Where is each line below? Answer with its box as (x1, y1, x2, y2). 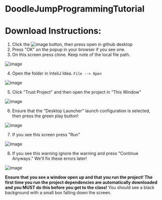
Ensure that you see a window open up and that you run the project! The (5, 174, 153, 180)
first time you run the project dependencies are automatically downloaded (5, 180, 158, 186)
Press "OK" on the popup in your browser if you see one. (12, 47, 126, 53)
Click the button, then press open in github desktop (12, 42, 133, 47)
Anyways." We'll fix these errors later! (12, 156, 87, 161)
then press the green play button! (12, 113, 79, 119)
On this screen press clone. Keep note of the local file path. (12, 52, 131, 57)
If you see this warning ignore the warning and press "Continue (12, 151, 139, 157)
